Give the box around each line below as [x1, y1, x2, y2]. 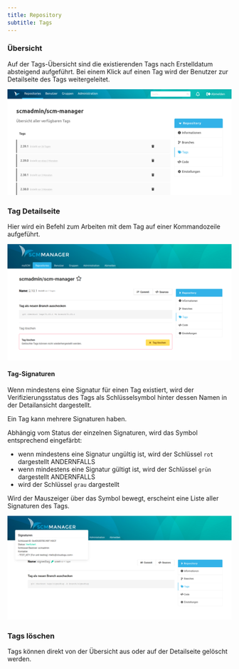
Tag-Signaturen [7, 370, 55, 378]
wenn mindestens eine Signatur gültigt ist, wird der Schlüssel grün [17, 465, 212, 473]
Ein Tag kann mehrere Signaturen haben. [7, 414, 127, 423]
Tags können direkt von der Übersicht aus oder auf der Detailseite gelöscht [7, 647, 228, 655]
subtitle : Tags [7, 19, 53, 26]
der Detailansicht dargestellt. [7, 401, 92, 409]
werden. [7, 655, 32, 663]
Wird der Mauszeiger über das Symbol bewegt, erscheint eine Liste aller [7, 493, 219, 503]
